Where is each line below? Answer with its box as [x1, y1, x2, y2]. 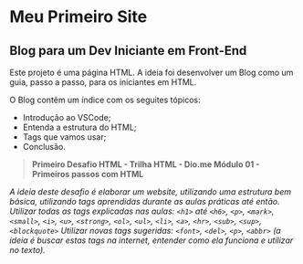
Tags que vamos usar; [22, 132, 107, 143]
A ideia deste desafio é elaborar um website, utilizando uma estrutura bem [9, 186, 292, 197]
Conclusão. [22, 142, 67, 152]
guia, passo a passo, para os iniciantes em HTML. [9, 77, 197, 88]
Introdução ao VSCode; [22, 112, 111, 122]
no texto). [9, 245, 46, 255]
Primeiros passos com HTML [31, 169, 144, 179]
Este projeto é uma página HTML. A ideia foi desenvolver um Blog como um [9, 67, 294, 78]
